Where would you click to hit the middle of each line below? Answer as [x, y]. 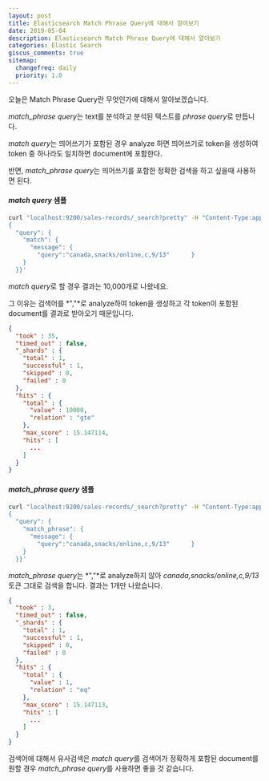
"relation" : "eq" [60, 690]
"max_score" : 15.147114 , [66, 433]
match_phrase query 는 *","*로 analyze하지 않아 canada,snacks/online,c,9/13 [134, 575]
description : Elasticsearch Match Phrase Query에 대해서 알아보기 [114, 38]
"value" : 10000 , [58, 411]
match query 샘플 [38, 200]
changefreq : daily [46, 68]
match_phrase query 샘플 [51, 489]
